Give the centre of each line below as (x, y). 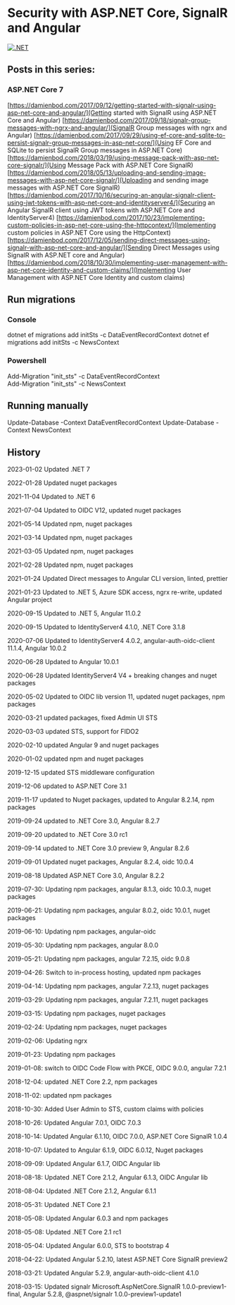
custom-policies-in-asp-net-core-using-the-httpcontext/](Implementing (112, 225)
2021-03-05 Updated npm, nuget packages (70, 551)
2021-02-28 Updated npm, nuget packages (70, 565)
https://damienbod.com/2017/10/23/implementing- (132, 217)
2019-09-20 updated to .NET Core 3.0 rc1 (68, 835)
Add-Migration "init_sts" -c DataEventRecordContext (84, 376)
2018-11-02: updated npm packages (60, 1096)
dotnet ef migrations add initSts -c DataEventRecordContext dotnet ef (108, 335)
